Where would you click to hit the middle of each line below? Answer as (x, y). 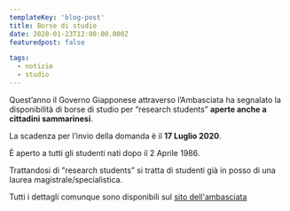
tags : (19, 59)
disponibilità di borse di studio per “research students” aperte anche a (138, 109)
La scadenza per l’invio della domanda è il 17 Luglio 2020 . (115, 136)
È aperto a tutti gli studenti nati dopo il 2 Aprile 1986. (105, 152)
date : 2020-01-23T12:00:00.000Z (69, 34)
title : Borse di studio (53, 26)
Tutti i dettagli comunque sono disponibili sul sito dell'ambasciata (128, 197)
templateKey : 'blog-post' (57, 17)
